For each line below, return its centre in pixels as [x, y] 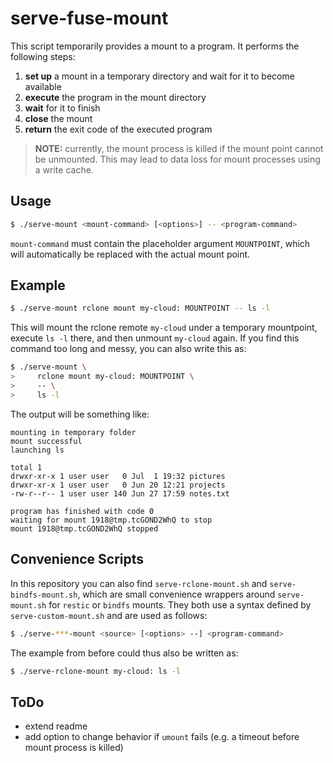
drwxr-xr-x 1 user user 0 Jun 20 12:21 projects [118, 485]
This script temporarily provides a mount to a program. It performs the [155, 46]
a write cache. [64, 169]
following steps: [43, 56]
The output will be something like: [80, 414]
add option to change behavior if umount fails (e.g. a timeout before [162, 737]
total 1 [26, 467]
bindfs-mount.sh [44, 595]
